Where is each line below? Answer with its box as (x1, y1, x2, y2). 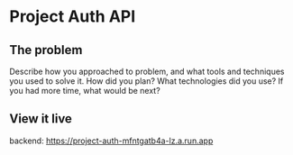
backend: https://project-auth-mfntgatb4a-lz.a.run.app (9, 135, 214, 146)
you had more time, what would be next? (9, 86, 160, 96)
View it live (9, 111, 72, 127)
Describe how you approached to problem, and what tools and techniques (9, 66, 285, 77)
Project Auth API (9, 6, 136, 27)
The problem (9, 42, 83, 58)
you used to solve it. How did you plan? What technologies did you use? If (9, 76, 284, 87)
